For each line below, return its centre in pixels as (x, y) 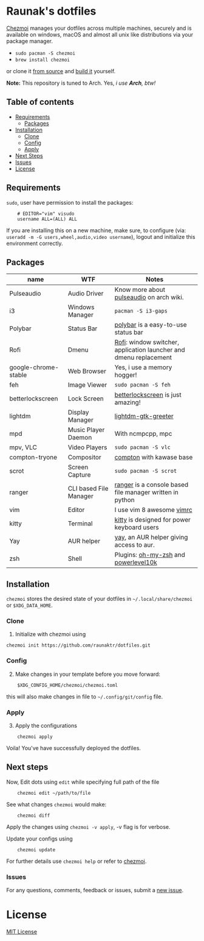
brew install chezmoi (42, 60)
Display (78, 413)
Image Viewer (87, 385)
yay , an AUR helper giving (151, 538)
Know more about (140, 289)
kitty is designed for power (153, 520)
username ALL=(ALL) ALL (47, 219)
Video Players (87, 447)
